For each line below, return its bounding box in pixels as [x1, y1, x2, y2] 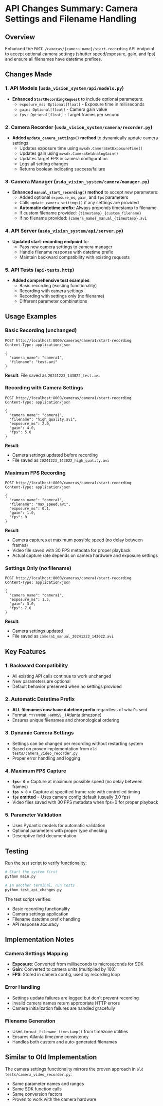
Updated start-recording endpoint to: [12, 238, 89, 244]
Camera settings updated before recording [12, 452, 98, 458]
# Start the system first [5, 870, 57, 874]
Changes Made [5, 70, 52, 79]
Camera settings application [12, 911, 69, 916]
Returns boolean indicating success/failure [19, 166, 106, 171]
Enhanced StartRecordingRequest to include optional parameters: [12, 96, 144, 102]
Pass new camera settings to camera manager [19, 244, 113, 250]
